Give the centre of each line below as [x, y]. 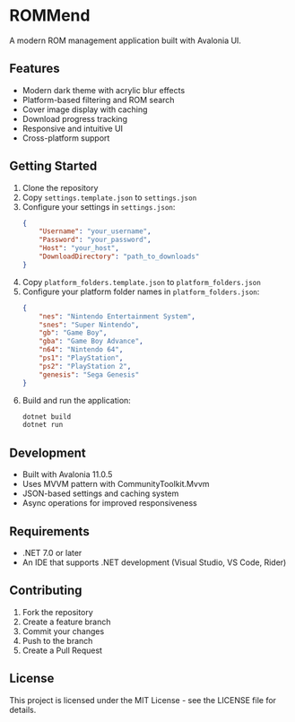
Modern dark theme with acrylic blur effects [104, 90]
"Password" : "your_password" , [95, 240]
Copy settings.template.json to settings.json [109, 197]
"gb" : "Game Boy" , [73, 333]
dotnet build [47, 417]
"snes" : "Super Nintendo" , [89, 325]
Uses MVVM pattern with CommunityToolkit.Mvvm [116, 484]
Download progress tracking [75, 118]
